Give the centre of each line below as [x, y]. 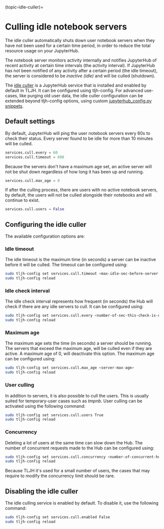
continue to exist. [22, 200]
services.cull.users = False [35, 209]
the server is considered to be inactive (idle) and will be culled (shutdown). [80, 76]
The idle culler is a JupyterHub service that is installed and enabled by [76, 85]
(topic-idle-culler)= [24, 7]
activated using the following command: [45, 406]
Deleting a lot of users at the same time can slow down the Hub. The [74, 442]
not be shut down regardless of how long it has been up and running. [74, 172]
